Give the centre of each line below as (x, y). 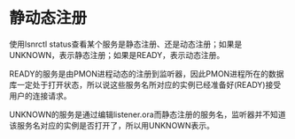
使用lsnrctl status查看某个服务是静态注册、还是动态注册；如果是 (126, 44)
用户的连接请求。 (40, 95)
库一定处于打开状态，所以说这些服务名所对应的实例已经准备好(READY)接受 (145, 84)
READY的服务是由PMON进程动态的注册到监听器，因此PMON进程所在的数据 (147, 73)
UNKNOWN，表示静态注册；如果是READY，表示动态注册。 (117, 55)
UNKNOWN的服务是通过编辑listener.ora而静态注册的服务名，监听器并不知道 (147, 114)
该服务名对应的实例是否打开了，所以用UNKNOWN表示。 (112, 125)
